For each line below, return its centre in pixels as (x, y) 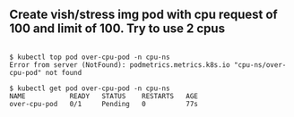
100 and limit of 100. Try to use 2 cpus (117, 29)
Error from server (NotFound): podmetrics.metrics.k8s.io (120, 65)
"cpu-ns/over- (260, 65)
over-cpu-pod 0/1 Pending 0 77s (104, 104)
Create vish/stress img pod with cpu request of (143, 15)
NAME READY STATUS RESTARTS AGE (104, 96)
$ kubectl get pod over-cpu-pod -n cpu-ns (90, 88)
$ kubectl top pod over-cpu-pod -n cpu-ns (90, 57)
